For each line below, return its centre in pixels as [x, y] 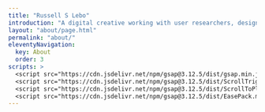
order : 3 [30, 60]
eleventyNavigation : [42, 45]
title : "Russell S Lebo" [49, 15]
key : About [33, 52]
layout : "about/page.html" [52, 30]
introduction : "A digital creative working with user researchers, [121, 23]
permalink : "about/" [42, 37]
